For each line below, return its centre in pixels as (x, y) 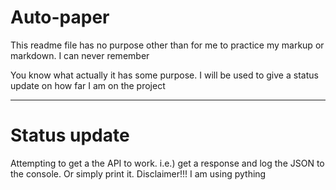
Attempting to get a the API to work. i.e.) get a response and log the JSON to (167, 163)
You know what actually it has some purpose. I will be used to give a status (164, 75)
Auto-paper (60, 17)
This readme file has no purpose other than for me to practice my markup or (167, 45)
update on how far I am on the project (88, 85)
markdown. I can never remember (80, 55)
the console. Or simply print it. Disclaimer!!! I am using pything (138, 173)
